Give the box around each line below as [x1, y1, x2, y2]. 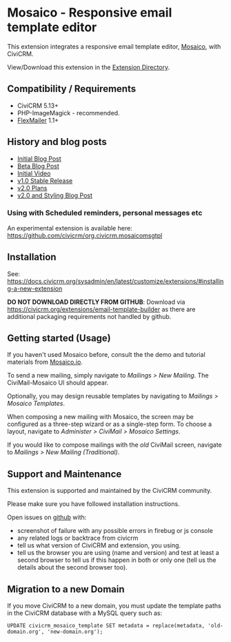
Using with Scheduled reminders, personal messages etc [7, 208, 203, 218]
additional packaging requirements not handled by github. [7, 312, 172, 320]
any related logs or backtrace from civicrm [17, 534, 139, 543]
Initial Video [17, 169, 51, 177]
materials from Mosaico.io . [7, 358, 83, 367]
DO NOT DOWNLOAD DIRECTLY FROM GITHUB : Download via [7, 298, 185, 306]
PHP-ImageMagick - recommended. [17, 108, 120, 117]
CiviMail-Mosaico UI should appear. [7, 378, 109, 387]
